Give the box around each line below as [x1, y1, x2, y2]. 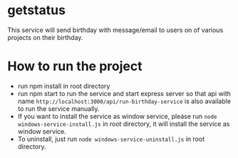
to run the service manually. [17, 104, 100, 112]
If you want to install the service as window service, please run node [17, 112, 217, 120]
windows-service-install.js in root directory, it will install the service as [17, 120, 230, 128]
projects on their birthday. [7, 33, 83, 41]
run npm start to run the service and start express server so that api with [17, 89, 232, 98]
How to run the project [7, 58, 143, 75]
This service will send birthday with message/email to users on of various [7, 26, 224, 34]
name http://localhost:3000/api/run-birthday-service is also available [17, 97, 232, 105]
